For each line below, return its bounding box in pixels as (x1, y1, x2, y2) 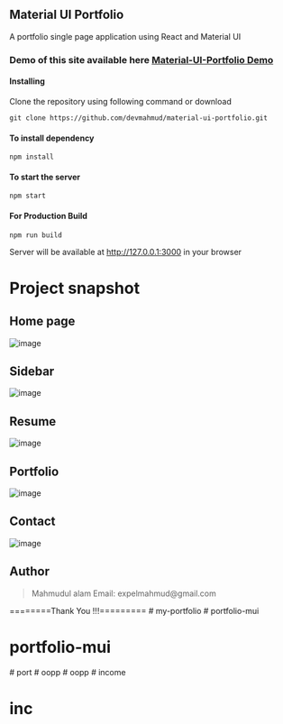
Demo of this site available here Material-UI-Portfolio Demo (9, 53, 274, 66)
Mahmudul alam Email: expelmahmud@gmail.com (31, 588, 216, 599)
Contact (9, 514, 56, 529)
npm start (9, 191, 47, 201)
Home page (9, 314, 76, 329)
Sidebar (9, 363, 55, 379)
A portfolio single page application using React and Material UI (9, 31, 242, 41)
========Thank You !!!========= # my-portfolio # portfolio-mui (9, 605, 260, 616)
